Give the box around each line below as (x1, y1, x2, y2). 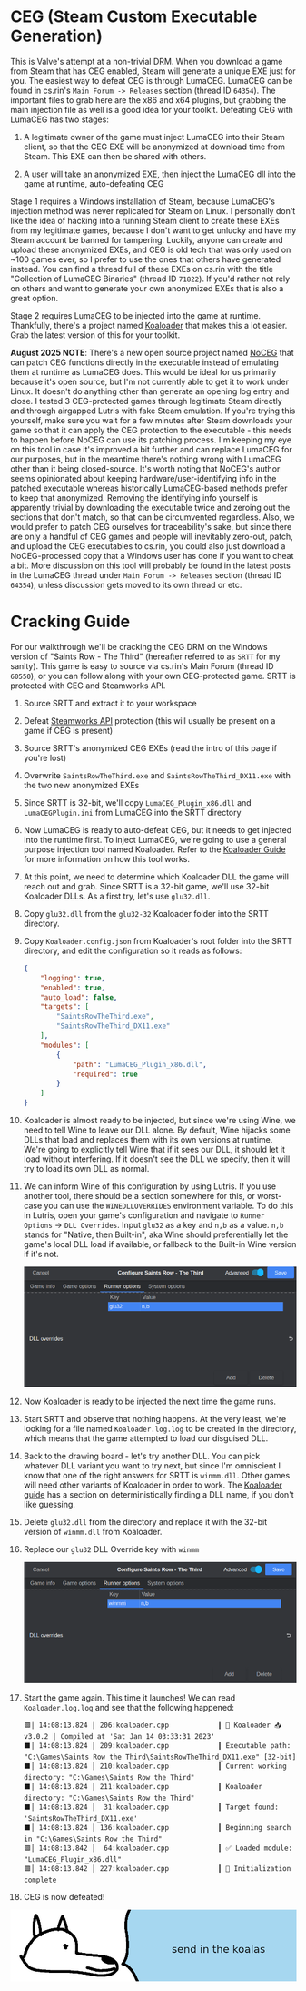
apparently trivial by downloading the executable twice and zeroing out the (10, 502, 291, 513)
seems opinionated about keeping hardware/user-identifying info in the (10, 472, 277, 483)
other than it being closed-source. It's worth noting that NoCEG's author (10, 462, 281, 474)
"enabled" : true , (40, 983, 106, 992)
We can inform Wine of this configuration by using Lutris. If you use (23, 1181, 276, 1192)
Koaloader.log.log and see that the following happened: (23, 1701, 235, 1712)
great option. (10, 292, 58, 303)
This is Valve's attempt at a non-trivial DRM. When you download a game (10, 56, 283, 66)
